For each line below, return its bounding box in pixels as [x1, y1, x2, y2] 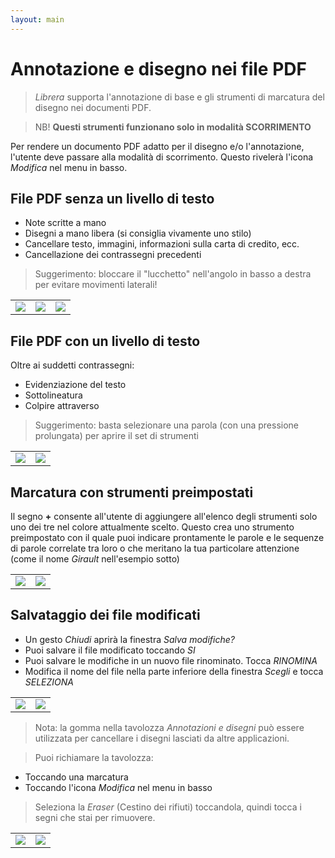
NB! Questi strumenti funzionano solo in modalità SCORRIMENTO [34, 121, 312, 133]
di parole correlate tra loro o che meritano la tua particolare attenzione [10, 542, 300, 554]
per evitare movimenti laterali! [34, 279, 158, 291]
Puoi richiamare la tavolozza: [34, 751, 154, 763]
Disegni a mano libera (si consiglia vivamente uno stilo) [24, 227, 252, 240]
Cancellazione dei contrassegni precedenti [24, 249, 202, 261]
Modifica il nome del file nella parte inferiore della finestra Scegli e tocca [24, 665, 324, 677]
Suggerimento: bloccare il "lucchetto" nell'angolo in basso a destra [34, 268, 312, 280]
